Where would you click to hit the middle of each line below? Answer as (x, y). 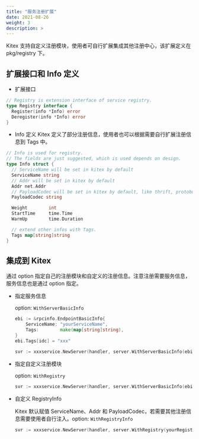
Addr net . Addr (29, 186)
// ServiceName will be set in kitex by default (73, 170)
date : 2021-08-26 (28, 17)
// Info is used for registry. (45, 153)
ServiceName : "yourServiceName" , (67, 325)
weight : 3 (18, 23)
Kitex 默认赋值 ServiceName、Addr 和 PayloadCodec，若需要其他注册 (100, 411)
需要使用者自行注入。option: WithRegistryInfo (76, 418)
